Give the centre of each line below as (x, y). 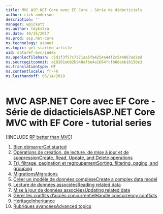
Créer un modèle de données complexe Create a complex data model (85, 179)
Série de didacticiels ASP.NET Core (80, 112)
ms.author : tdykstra (28, 29)
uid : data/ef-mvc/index (31, 52)
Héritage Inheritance (34, 201)
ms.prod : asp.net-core (30, 39)
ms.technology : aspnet (30, 43)
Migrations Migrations (35, 174)
